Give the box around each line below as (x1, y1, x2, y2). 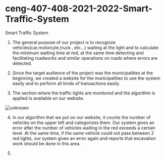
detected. (12, 60, 32, 66)
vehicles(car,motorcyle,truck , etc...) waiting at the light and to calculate (12, 44, 159, 50)
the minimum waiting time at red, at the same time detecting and (12, 50, 144, 56)
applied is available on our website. (12, 95, 84, 101)
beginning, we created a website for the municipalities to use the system (12, 75, 161, 81)
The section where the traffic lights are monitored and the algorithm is (12, 90, 155, 96)
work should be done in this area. (12, 140, 81, 146)
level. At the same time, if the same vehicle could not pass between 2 (12, 130, 154, 136)
